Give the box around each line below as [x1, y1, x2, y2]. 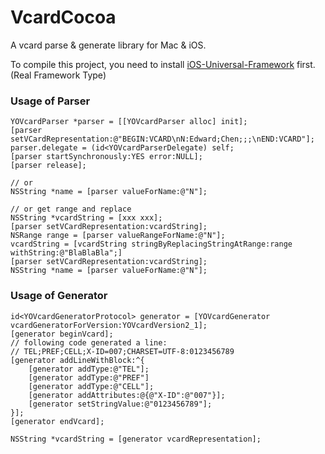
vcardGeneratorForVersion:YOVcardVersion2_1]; [10, 320, 208, 330]
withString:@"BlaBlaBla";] [10, 248, 123, 258]
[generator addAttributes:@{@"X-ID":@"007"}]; [28, 390, 226, 400]
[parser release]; [10, 161, 87, 171]
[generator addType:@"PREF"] [28, 372, 150, 383]
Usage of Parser [10, 94, 91, 108]
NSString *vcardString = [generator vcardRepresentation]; [10, 434, 262, 444]
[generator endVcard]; [10, 416, 105, 426]
